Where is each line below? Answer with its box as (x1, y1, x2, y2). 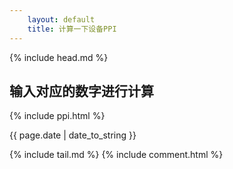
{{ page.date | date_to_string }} (9, 129, 137, 141)
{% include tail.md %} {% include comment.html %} (9, 149, 224, 161)
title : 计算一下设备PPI (27, 24, 117, 34)
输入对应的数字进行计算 (9, 82, 154, 100)
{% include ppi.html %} (9, 110, 106, 122)
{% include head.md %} (9, 51, 109, 63)
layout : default (27, 14, 96, 25)
